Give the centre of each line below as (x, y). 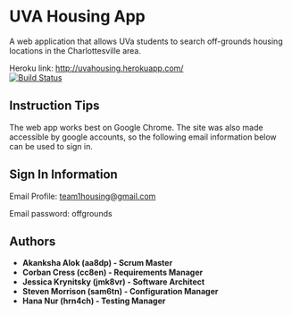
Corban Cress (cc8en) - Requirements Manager (113, 272)
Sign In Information (63, 175)
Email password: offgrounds (61, 213)
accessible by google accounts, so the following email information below (143, 137)
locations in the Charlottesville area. (75, 50)
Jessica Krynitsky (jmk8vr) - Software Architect (113, 282)
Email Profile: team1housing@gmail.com (83, 196)
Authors (33, 241)
